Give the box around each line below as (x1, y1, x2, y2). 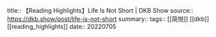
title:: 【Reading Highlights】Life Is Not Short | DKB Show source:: (7, 7, 193, 14)
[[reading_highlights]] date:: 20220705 (7, 23, 117, 30)
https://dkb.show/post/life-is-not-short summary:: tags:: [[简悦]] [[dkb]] (7, 15, 209, 23)
